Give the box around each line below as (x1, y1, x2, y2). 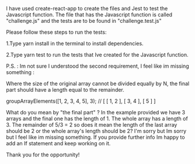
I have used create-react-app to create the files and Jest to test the (6, 5, 168, 12)
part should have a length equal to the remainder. (6, 86, 124, 93)
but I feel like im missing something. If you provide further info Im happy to (6, 134, 185, 141)
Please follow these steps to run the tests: (6, 29, 107, 36)
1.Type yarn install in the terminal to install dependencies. (6, 40, 144, 47)
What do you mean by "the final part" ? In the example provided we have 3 (6, 109, 186, 116)
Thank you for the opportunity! (6, 151, 80, 158)
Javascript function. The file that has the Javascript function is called (6, 11, 173, 18)
